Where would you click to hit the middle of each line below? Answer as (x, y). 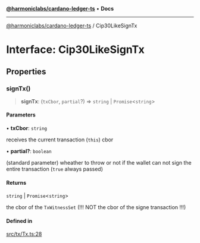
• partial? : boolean (29, 152)
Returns (16, 182)
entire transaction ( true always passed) (54, 169)
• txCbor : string (27, 128)
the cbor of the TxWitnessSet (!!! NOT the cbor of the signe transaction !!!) (96, 207)
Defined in (19, 221)
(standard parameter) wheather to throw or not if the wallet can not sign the (99, 163)
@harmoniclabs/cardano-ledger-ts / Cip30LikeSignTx (72, 26)
